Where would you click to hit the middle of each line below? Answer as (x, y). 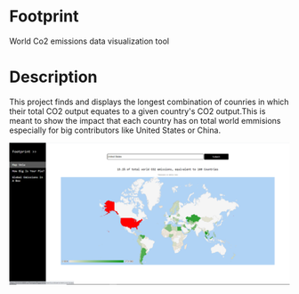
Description (53, 77)
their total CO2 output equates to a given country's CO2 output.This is (137, 111)
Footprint (44, 16)
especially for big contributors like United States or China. (115, 130)
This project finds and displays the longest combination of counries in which (149, 102)
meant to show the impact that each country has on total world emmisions (145, 120)
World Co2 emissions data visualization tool (89, 41)
